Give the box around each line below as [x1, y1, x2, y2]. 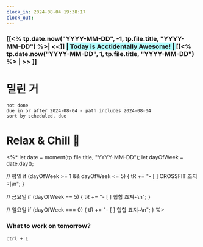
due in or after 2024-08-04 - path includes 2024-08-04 [6, 108, 151, 114]
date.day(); [6, 160, 34, 168]
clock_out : [6, 15, 34, 21]
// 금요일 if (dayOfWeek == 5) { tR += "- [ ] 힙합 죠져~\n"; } [6, 193, 151, 201]
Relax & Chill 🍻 [6, 134, 80, 147]
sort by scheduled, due [6, 113, 67, 120]
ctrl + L [6, 235, 29, 242]
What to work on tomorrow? [6, 222, 91, 231]
